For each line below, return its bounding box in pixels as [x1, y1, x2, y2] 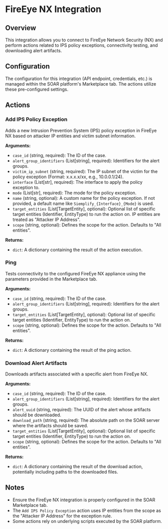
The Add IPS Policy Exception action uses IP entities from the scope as [12, 507, 161, 513]
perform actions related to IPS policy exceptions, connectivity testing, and [5, 42, 158, 48]
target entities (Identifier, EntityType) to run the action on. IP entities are [12, 211, 160, 217]
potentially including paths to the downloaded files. [12, 469, 118, 475]
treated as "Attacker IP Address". [12, 216, 81, 222]
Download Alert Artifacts [5, 359, 68, 366]
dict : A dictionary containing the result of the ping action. [12, 347, 132, 353]
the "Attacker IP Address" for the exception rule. [12, 512, 112, 519]
